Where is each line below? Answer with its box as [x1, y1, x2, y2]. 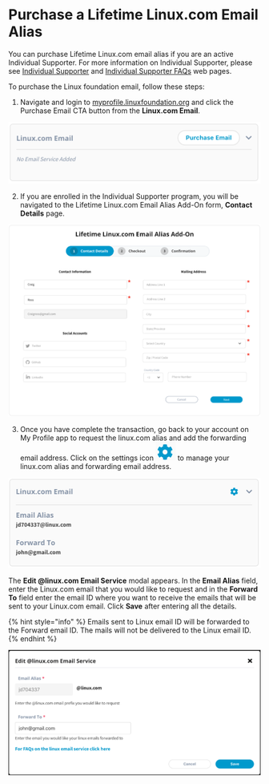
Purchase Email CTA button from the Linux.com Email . [19, 106, 200, 115]
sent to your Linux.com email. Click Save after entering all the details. [8, 601, 237, 611]
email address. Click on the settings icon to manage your [19, 453, 230, 463]
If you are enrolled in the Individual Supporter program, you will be [19, 191, 239, 201]
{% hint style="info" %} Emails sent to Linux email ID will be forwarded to [8, 616, 250, 626]
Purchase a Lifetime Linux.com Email [8, 6, 259, 24]
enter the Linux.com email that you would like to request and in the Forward [8, 584, 259, 594]
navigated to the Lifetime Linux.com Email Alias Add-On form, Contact [19, 200, 253, 209]
